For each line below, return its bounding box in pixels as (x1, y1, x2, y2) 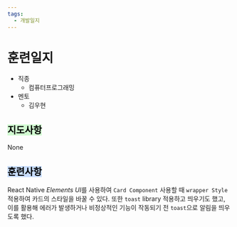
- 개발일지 (14, 17, 41, 24)
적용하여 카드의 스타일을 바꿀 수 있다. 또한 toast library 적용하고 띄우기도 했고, (7, 194, 226, 203)
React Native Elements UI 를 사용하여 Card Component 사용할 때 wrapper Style (7, 186, 228, 194)
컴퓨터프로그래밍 (28, 83, 75, 92)
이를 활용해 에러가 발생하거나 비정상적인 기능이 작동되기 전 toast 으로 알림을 (7, 204, 217, 212)
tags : (7, 10, 23, 18)
